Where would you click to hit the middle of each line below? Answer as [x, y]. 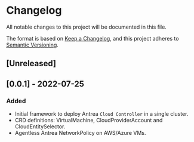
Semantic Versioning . [32, 45]
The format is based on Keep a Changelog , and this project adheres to [93, 38]
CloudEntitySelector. [40, 126]
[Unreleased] [31, 64]
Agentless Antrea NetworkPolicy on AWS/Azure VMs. [80, 133]
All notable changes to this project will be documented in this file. [87, 27]
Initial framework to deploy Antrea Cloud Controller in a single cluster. [101, 114]
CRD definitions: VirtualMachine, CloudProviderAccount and [89, 121]
